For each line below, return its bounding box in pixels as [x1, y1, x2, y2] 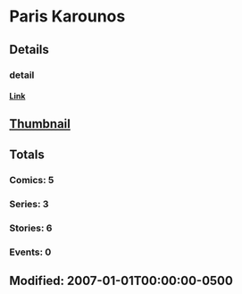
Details [9, 42, 49, 57]
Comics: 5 [9, 173, 54, 186]
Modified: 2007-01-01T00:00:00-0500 [9, 273, 234, 288]
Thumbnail [9, 116, 71, 131]
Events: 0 [9, 246, 52, 258]
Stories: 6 [9, 222, 53, 234]
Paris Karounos [9, 6, 126, 27]
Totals [9, 147, 45, 162]
